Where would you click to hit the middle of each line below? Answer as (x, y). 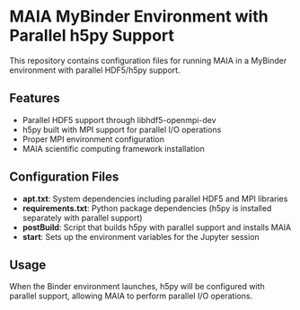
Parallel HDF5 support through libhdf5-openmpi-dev (119, 120)
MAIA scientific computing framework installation (113, 148)
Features (35, 98)
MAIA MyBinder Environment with (139, 17)
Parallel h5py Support (92, 35)
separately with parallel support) (82, 217)
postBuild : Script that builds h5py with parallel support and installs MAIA (157, 227)
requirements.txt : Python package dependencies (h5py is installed (147, 208)
